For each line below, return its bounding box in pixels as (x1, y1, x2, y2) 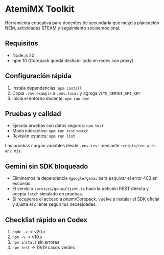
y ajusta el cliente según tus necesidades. (12, 201, 97, 207)
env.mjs (5, 149, 21, 154)
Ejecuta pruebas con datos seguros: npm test (12, 123, 104, 128)
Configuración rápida (5, 72, 72, 80)
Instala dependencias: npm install (12, 85, 82, 91)
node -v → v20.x (12, 229, 46, 234)
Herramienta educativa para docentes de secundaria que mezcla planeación (5, 20, 160, 26)
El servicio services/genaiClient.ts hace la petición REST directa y (12, 186, 149, 191)
